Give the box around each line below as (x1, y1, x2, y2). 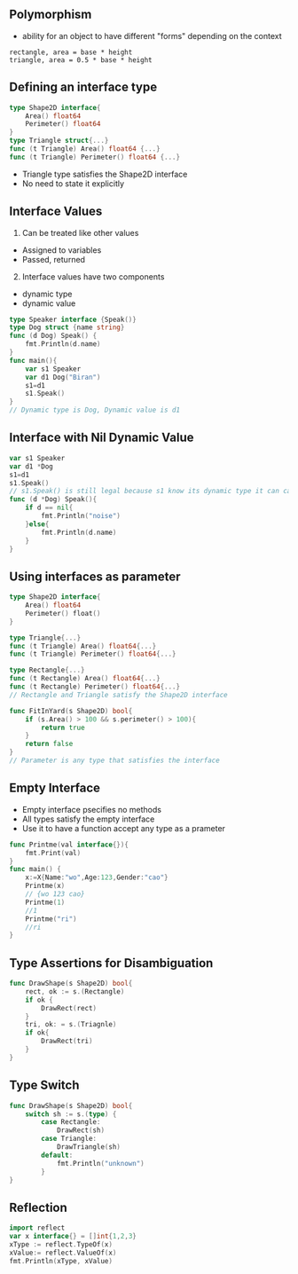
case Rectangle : (41, 1118, 101, 1127)
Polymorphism (9, 7, 92, 22)
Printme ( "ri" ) (25, 914, 77, 924)
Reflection (9, 1199, 68, 1215)
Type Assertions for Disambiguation (9, 955, 214, 971)
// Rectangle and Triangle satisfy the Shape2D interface (9, 690, 228, 699)
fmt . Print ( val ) (25, 848, 82, 857)
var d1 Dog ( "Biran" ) (25, 373, 101, 381)
